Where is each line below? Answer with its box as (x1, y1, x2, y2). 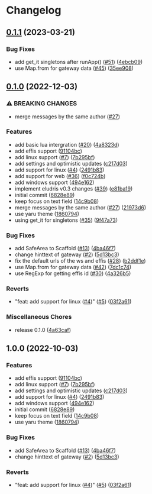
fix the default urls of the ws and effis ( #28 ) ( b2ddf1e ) (14, 257, 146, 264)
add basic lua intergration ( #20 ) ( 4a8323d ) (14, 141, 119, 148)
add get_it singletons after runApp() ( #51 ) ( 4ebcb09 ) (14, 58, 143, 65)
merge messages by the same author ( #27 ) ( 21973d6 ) (14, 204, 147, 211)
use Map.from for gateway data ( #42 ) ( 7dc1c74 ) (14, 264, 132, 271)
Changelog (6, 4, 62, 17)
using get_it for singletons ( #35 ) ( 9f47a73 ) (14, 217, 118, 224)
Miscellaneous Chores (6, 313, 72, 321)
